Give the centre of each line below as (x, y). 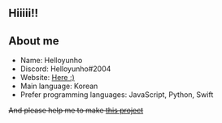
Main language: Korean (59, 86)
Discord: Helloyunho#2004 (65, 69)
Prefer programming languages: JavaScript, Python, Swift (117, 95)
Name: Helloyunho (51, 61)
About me (34, 41)
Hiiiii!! (24, 13)
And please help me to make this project (76, 110)
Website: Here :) (47, 78)
